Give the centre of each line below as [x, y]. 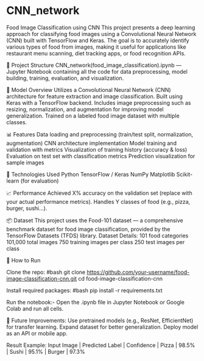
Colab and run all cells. [35, 309]
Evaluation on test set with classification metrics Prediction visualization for [101, 156]
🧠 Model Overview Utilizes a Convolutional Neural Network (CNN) [89, 89]
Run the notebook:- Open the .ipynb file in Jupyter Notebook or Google [95, 302]
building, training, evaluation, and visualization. [65, 78]
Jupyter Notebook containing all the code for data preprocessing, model [97, 71]
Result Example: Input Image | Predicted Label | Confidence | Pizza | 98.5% [101, 345]
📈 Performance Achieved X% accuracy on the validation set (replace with [100, 193]
